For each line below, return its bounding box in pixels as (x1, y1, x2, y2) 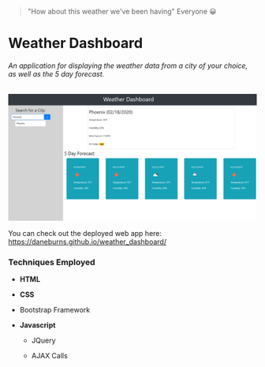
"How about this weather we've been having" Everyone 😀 (27, 7, 217, 16)
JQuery (31, 335, 57, 346)
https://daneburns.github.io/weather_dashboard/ (8, 237, 167, 246)
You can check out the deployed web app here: (8, 228, 162, 238)
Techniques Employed (8, 257, 96, 268)
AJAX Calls (31, 351, 69, 361)
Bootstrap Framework (19, 305, 91, 315)
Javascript (19, 320, 56, 330)
